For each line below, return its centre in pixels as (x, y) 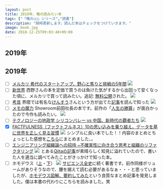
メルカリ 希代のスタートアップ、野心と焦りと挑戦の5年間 (69, 84)
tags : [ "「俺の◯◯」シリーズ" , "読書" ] (39, 19)
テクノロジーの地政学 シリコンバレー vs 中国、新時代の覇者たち (76, 120)
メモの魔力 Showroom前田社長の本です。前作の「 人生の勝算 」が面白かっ (85, 108)
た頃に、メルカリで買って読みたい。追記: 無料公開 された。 (71, 96)
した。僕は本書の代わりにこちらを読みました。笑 (61, 181)
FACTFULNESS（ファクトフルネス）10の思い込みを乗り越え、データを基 (85, 127)
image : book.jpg (21, 28)
